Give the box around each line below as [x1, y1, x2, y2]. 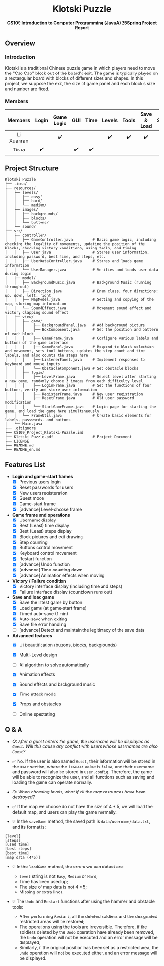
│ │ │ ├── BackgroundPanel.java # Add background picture [5, 322, 145, 328]
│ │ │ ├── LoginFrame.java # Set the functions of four [5, 383, 152, 388]
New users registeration [19, 490, 68, 495]
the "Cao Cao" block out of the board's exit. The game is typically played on [5, 70, 158, 76]
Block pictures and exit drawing [19, 534, 83, 540]
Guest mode [19, 495, 44, 501]
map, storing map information [5, 301, 67, 306]
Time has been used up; [19, 879, 68, 885]
